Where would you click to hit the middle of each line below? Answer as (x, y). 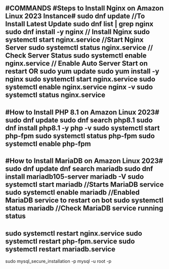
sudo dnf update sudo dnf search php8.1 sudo (79, 120)
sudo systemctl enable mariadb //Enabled (73, 193)
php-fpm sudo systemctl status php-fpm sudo (80, 136)
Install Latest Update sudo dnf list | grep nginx (79, 24)
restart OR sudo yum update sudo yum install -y (82, 71)
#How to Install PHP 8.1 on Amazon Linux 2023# (82, 112)
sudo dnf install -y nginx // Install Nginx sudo (78, 32)
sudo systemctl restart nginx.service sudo (74, 233)
